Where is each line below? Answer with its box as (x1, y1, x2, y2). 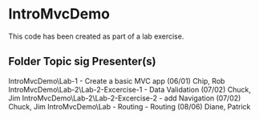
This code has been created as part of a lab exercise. (8, 31, 184, 41)
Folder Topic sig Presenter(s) (8, 55, 156, 68)
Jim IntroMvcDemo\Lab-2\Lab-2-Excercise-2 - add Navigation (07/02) (8, 93, 241, 103)
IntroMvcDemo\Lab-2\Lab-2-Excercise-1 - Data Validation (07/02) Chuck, (8, 84, 251, 94)
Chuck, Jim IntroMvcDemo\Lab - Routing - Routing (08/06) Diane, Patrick (8, 101, 251, 111)
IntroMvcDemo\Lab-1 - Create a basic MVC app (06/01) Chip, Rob (8, 76, 225, 85)
